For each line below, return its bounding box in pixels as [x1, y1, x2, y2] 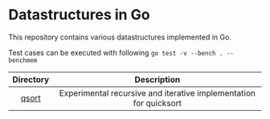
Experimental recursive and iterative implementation [59, 87, 256, 98]
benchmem [8, 56, 38, 64]
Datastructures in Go [8, 6, 150, 24]
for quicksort [133, 97, 182, 109]
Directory [12, 74, 50, 85]
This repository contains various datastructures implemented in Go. [8, 32, 231, 42]
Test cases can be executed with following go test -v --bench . [8, 47, 223, 57]
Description [134, 74, 181, 85]
